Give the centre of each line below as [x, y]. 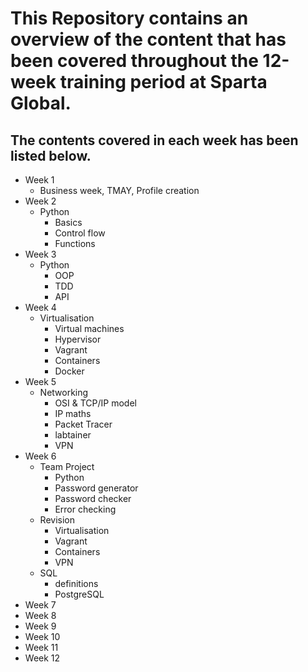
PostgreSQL [79, 594]
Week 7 [40, 605]
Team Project [67, 466]
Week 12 [42, 658]
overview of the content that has [148, 39]
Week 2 [40, 201]
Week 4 [40, 307]
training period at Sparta [163, 82]
